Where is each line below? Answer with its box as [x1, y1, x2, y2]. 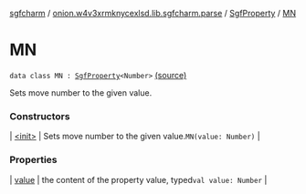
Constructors [9, 109, 70, 122]
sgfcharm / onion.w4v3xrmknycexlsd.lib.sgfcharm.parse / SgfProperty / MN [9, 8, 297, 18]
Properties [9, 154, 58, 167]
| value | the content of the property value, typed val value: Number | [9, 174, 268, 185]
